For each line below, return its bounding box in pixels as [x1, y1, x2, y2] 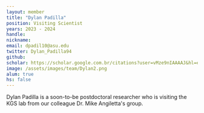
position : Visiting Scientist [6, 20, 83, 26]
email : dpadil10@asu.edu [6, 43, 69, 49]
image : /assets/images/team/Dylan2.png [6, 65, 107, 72]
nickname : [6, 37, 32, 43]
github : [6, 54, 26, 60]
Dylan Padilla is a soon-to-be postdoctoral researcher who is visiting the [6, 94, 187, 101]
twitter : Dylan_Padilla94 [6, 49, 72, 55]
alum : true [6, 71, 34, 77]
